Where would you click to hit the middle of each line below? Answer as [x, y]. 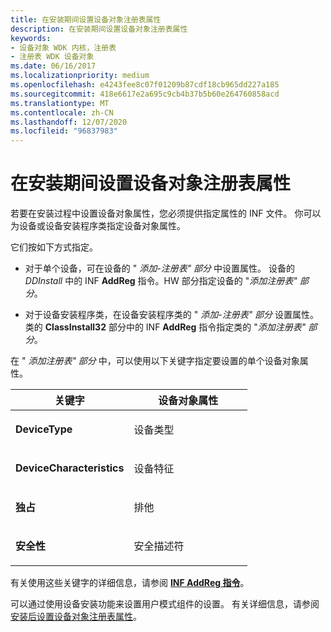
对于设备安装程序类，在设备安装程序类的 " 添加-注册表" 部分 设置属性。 [172, 315]
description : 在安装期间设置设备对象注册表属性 [99, 29]
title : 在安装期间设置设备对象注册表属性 [86, 19]
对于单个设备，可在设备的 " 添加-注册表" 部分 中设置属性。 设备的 [159, 268]
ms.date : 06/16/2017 [53, 66]
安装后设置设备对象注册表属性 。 [76, 617]
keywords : [31, 38]
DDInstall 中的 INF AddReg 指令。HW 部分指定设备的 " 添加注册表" [161, 281]
